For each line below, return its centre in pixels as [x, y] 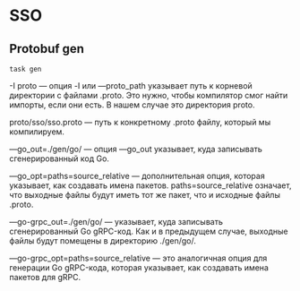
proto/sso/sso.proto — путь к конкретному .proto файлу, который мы [140, 122]
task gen [26, 69]
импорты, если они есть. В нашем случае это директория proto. [132, 105]
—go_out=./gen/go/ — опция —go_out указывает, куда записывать [136, 149]
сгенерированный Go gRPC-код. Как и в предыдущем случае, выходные [149, 231]
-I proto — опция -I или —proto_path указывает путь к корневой [131, 86]
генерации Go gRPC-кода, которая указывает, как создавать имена [139, 268]
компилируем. [37, 132]
